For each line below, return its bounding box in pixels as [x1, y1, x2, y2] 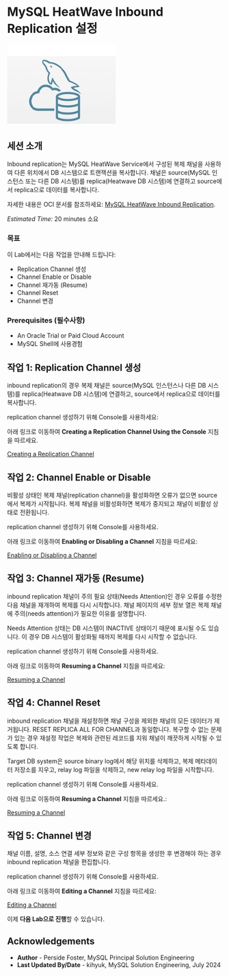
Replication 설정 [7, 21, 98, 36]
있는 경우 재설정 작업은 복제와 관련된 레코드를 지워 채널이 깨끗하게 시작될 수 [14, 734, 215, 742]
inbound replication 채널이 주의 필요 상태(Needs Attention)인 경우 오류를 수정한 [7, 592, 222, 601]
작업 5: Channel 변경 [7, 830, 92, 841]
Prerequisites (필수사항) [7, 315, 85, 325]
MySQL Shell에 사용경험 [16, 340, 83, 348]
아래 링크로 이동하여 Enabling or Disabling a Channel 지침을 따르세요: [7, 537, 198, 546]
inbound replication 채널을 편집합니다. [7, 858, 111, 866]
